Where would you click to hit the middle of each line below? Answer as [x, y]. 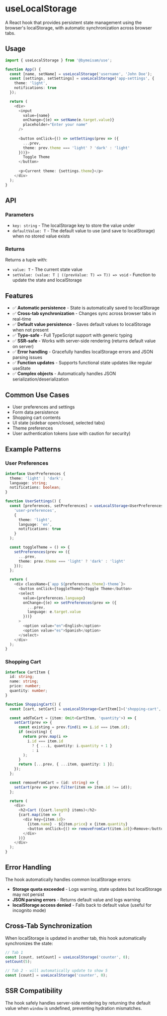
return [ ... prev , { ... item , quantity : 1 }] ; [66, 764]
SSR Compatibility [34, 991]
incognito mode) [29, 910]
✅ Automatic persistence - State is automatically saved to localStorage [86, 308]
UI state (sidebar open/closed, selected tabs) [59, 423]
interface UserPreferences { [35, 474]
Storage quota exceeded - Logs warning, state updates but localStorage [87, 889]
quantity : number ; [29, 691]
